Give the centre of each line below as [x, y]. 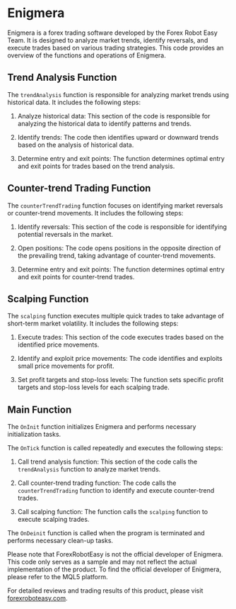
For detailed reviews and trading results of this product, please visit [105, 591]
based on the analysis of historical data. [76, 145]
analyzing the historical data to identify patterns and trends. [105, 123]
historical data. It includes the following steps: [74, 102]
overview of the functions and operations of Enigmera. [87, 55]
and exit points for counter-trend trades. [76, 276]
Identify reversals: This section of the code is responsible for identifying [122, 227]
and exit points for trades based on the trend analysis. [96, 166]
